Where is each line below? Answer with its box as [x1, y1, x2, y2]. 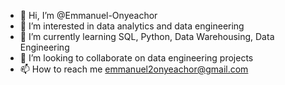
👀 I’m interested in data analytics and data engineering [19, 20, 245, 32]
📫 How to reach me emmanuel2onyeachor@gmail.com [19, 63, 249, 75]
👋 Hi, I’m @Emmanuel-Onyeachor [19, 10, 158, 21]
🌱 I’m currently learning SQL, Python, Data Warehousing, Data [19, 31, 275, 42]
